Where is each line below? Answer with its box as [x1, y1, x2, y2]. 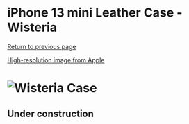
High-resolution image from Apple [7, 55, 105, 64]
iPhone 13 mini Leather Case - [7, 5, 183, 21]
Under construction [7, 107, 94, 119]
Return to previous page [7, 42, 76, 51]
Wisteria [7, 19, 58, 35]
